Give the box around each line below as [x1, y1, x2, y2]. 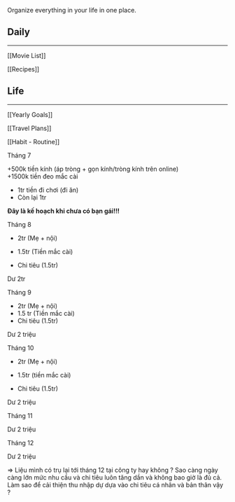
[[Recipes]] [7, 64, 40, 73]
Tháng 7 [7, 151, 31, 160]
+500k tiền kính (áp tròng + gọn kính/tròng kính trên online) [7, 165, 179, 173]
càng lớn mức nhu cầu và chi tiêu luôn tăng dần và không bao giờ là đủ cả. [7, 473, 222, 482]
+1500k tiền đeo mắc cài [7, 172, 78, 181]
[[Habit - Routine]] [7, 137, 60, 146]
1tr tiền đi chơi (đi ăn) [17, 186, 79, 194]
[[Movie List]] [7, 51, 46, 60]
